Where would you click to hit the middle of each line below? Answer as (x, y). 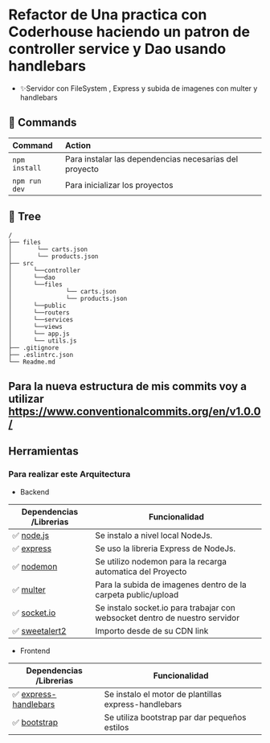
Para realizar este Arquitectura (70, 474)
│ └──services (41, 319)
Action (78, 145)
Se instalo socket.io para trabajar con (165, 607)
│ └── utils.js (43, 341)
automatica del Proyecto (141, 571)
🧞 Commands (43, 123)
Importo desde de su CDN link (152, 630)
